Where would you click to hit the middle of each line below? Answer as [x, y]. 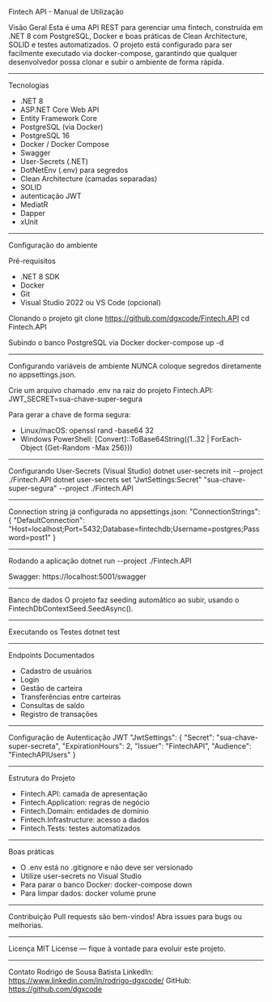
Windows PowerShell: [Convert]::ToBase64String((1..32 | [115, 439]
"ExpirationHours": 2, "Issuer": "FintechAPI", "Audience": [157, 746]
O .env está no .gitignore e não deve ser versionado [106, 867]
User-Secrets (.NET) [54, 161]
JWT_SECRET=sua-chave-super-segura [76, 399]
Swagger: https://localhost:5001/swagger [78, 577]
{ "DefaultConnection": [47, 520]
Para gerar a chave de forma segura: [70, 415]
